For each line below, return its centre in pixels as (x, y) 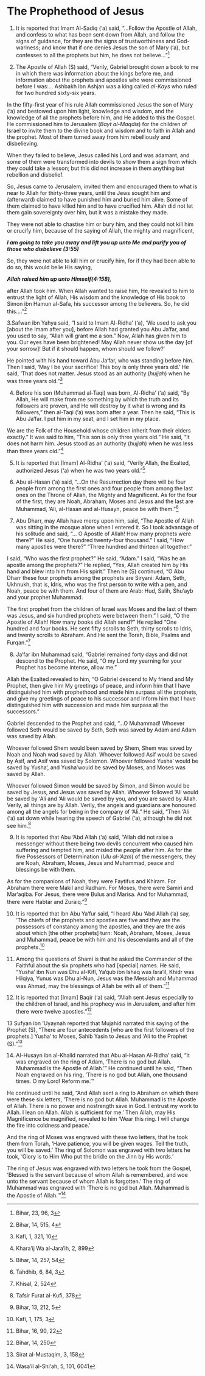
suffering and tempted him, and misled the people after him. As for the (104, 850)
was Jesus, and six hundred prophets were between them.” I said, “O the (98, 615)
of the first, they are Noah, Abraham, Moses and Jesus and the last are (105, 501)
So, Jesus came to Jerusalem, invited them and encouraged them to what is (102, 186)
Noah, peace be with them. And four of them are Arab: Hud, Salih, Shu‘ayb (100, 591)
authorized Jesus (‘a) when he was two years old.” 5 (80, 470)
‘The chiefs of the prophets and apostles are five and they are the (98, 920)
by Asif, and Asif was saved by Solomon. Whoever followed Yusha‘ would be (102, 761)
